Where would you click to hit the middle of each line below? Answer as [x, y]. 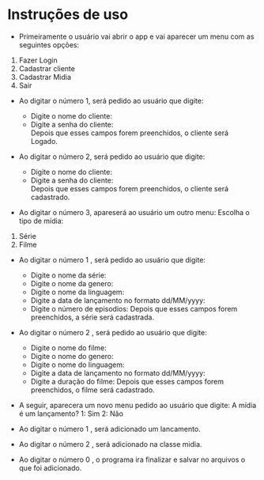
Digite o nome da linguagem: [77, 292]
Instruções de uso [68, 15]
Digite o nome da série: [68, 275]
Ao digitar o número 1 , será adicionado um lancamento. [109, 429]
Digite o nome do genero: [72, 356]
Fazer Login [38, 60]
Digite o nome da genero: [72, 283]
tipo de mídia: [41, 221]
